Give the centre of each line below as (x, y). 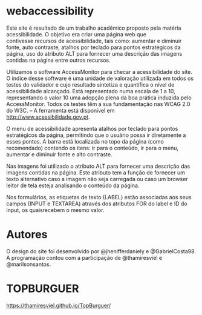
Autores (27, 235)
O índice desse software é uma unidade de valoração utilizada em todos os (100, 78)
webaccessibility (50, 11)
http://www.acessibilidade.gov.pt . (48, 117)
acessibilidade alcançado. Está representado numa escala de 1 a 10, (91, 91)
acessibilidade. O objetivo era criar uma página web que (77, 34)
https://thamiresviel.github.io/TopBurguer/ (59, 305)
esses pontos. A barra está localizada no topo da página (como (85, 141)
